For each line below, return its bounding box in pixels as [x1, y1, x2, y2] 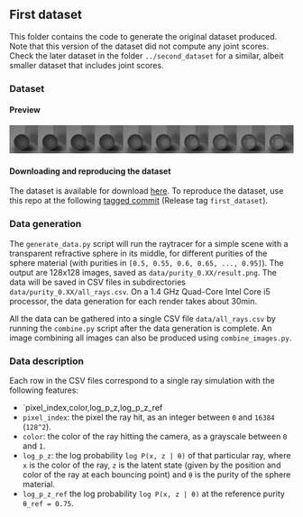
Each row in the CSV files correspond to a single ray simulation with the [9, 375, 275, 385]
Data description [9, 355, 84, 367]
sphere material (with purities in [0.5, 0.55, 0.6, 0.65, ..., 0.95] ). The [9, 257, 284, 268]
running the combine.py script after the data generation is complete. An [9, 322, 272, 333]
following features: [9, 385, 79, 395]
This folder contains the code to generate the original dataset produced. [9, 31, 278, 41]
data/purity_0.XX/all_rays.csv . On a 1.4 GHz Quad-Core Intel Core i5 [9, 286, 271, 296]
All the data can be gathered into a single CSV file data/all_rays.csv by [9, 313, 277, 323]
